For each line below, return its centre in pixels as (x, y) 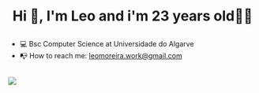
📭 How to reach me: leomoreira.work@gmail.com (101, 55)
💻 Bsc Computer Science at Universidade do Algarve (107, 43)
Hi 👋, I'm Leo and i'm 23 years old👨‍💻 (133, 16)
